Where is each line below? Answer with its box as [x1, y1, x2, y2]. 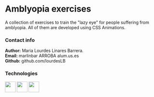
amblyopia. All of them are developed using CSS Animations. [5, 24, 126, 30]
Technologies [5, 70, 38, 77]
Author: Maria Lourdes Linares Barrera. [5, 48, 84, 54]
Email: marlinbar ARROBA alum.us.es [5, 53, 79, 59]
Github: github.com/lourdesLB [5, 58, 66, 64]
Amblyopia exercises [5, 3, 91, 15]
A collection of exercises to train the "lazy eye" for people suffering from [5, 19, 150, 25]
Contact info [5, 36, 35, 43]
